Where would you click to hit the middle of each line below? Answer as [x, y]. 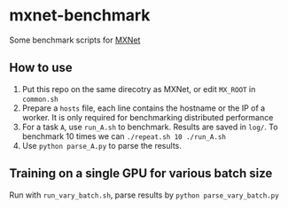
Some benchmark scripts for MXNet [75, 40]
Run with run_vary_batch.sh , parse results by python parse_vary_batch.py [144, 195]
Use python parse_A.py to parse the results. [101, 145]
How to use [41, 68]
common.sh [40, 99]
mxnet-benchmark [80, 15]
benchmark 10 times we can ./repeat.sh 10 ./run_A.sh [124, 136]
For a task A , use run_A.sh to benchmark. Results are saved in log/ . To [150, 127]
